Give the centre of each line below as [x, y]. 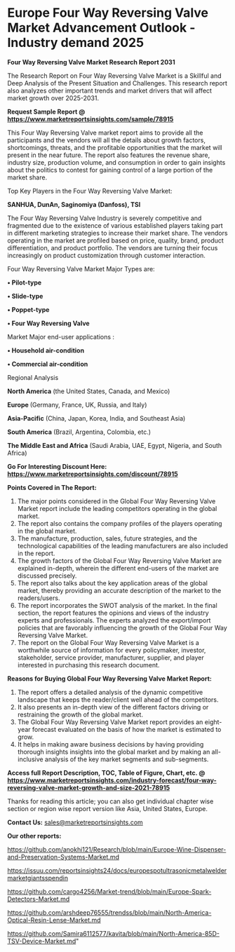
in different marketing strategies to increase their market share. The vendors [117, 233]
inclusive [30, 759]
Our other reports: [34, 836]
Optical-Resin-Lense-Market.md [54, 920]
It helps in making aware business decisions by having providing [110, 744]
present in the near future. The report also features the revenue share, [109, 155]
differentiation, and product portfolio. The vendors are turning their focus [113, 247]
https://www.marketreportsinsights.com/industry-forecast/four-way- [112, 780]
